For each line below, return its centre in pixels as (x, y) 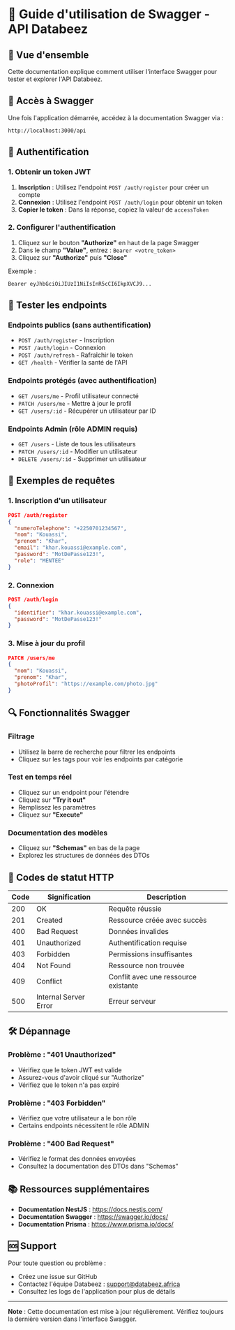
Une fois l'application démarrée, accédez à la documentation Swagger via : (116, 117)
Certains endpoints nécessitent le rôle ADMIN (83, 1125)
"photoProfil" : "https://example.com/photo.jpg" (86, 684)
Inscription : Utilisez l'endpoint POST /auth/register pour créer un (113, 187)
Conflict (50, 981)
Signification (69, 897)
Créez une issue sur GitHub (58, 1276)
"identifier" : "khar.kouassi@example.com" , (78, 613)
